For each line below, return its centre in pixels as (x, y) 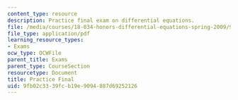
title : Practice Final (41, 79)
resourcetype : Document (42, 73)
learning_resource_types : (45, 40)
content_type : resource (42, 14)
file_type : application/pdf (49, 33)
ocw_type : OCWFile (34, 54)
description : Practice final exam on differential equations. (101, 20)
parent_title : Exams (38, 60)
